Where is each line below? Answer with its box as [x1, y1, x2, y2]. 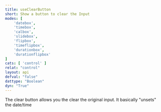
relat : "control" [5, 66, 40, 70]
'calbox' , [14, 29, 34, 34]
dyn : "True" [5, 83, 29, 88]
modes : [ [5, 16, 23, 21]
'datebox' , [14, 20, 36, 26]
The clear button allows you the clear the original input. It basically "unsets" [5, 97, 157, 102]
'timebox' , [14, 25, 36, 30]
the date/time [5, 102, 32, 108]
